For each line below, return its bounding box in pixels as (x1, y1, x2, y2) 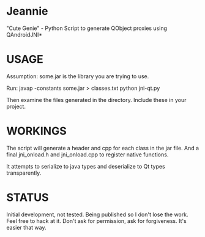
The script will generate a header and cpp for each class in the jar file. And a (6, 144, 199, 151)
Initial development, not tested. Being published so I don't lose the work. (6, 211, 188, 218)
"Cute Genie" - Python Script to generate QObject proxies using (6, 24, 167, 32)
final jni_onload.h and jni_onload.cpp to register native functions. (6, 151, 169, 158)
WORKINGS (6, 124, 67, 138)
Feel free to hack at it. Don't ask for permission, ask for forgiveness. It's (6, 217, 187, 224)
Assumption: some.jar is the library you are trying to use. (6, 72, 149, 80)
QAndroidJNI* (6, 31, 43, 38)
